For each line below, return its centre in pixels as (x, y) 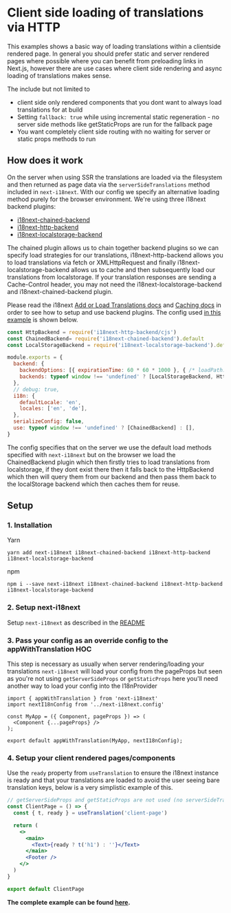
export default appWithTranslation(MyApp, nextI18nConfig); (95, 741)
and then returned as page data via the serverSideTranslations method (109, 185)
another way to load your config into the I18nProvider (82, 686)
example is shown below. (43, 319)
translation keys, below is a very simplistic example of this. (90, 788)
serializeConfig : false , (49, 421)
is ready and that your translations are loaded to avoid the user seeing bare (113, 780)
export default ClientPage (46, 889)
